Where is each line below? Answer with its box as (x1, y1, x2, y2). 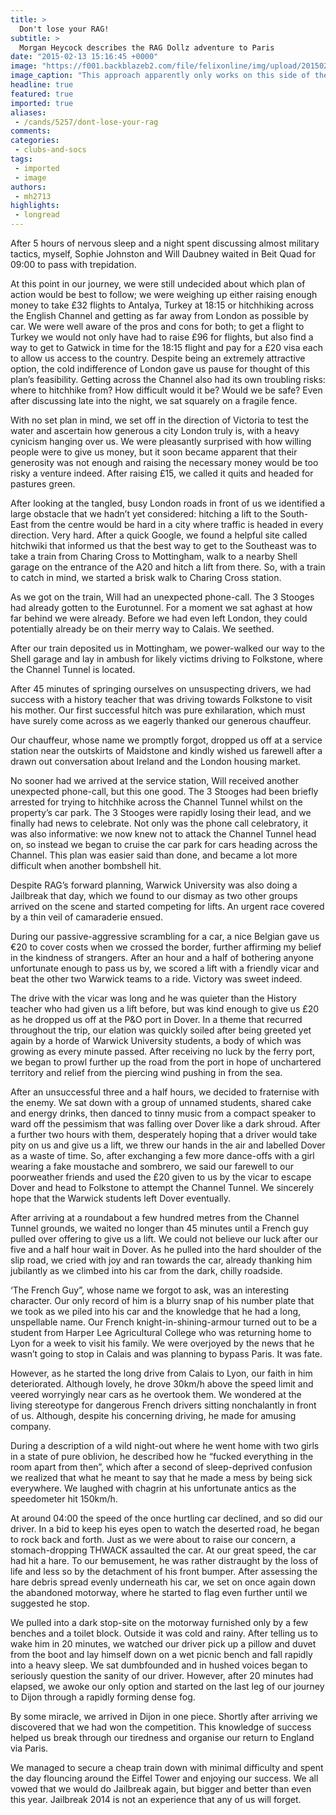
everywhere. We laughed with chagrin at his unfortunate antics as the (10, 1482, 297, 1494)
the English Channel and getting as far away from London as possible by (10, 310, 309, 321)
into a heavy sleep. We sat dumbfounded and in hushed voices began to (10, 1659, 308, 1671)
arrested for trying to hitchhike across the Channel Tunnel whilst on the (10, 796, 303, 808)
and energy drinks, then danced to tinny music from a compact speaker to (10, 1107, 317, 1119)
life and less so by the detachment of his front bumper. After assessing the (10, 1566, 318, 1577)
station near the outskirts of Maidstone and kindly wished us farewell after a (10, 745, 323, 756)
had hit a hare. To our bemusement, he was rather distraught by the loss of (10, 1555, 319, 1566)
